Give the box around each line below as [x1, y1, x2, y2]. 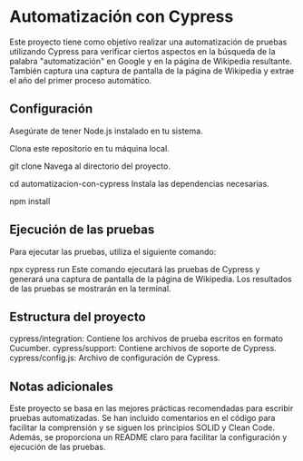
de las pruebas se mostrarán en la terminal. [9, 283, 171, 294]
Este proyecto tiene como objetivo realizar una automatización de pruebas [9, 36, 288, 47]
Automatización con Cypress [9, 6, 234, 27]
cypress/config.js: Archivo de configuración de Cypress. [9, 352, 220, 364]
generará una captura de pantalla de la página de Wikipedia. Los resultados [9, 273, 292, 284]
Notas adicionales [9, 378, 113, 394]
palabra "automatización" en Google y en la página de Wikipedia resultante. [9, 55, 293, 66]
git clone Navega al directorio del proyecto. [9, 161, 171, 172]
